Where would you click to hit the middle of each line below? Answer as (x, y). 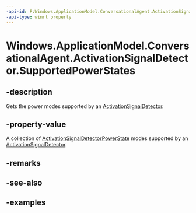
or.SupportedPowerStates (71, 70)
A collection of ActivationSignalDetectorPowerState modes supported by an (97, 138)
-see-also (24, 183)
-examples (26, 203)
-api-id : (17, 11)
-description (29, 92)
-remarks (23, 163)
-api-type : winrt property (39, 17)
